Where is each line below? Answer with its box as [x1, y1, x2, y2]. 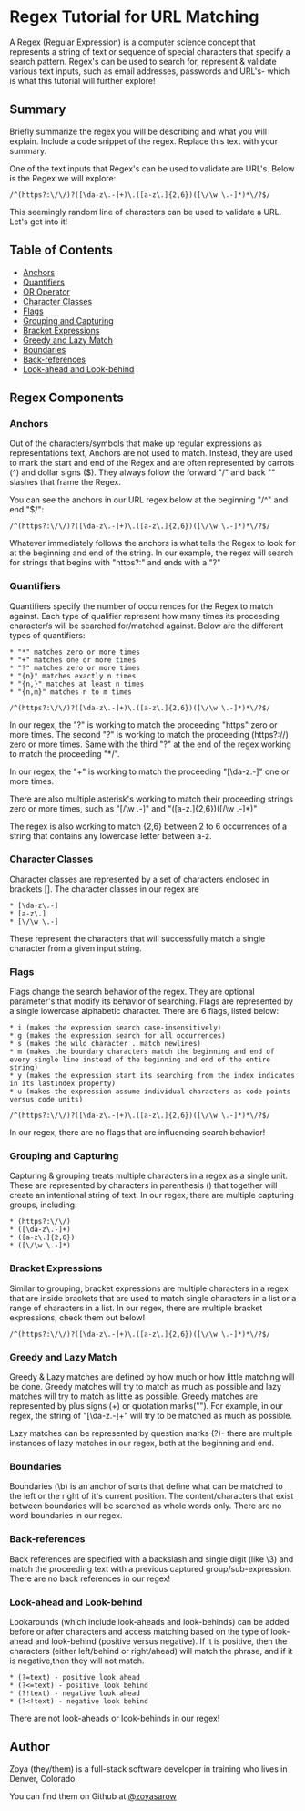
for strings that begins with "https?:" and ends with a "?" [9, 557, 221, 568]
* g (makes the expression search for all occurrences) [9, 1031, 226, 1040]
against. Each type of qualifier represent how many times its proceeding [9, 610, 280, 621]
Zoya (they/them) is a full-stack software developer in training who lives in [9, 1763, 288, 1775]
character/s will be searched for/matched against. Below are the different [9, 620, 284, 631]
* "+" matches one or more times [9, 655, 137, 665]
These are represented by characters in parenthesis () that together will [9, 1180, 278, 1191]
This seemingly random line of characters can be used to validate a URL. [9, 206, 282, 217]
